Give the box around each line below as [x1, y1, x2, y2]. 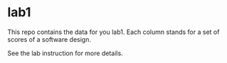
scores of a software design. [7, 35, 91, 43]
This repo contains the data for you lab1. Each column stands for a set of [7, 28, 220, 36]
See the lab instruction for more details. [7, 49, 123, 57]
